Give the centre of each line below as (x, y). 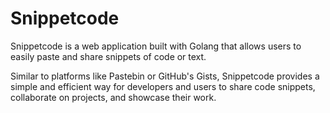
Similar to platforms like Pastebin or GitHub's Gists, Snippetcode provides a (165, 76)
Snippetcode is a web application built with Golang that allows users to (156, 46)
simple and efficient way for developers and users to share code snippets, (163, 86)
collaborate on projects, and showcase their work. (113, 97)
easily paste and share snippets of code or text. (108, 56)
